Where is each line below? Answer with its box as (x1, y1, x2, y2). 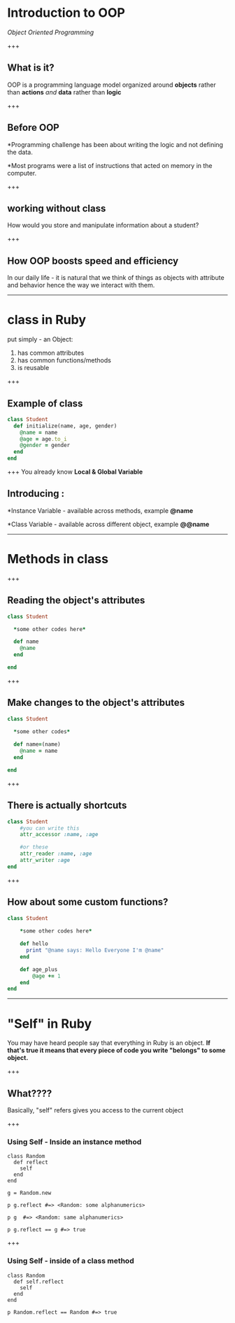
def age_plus (20, 965, 58, 973)
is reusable (17, 364, 50, 372)
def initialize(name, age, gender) (13, 422, 117, 430)
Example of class (7, 397, 83, 409)
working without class (7, 202, 106, 214)
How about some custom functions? (7, 896, 169, 908)
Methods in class (7, 551, 108, 567)
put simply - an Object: (7, 335, 73, 344)
